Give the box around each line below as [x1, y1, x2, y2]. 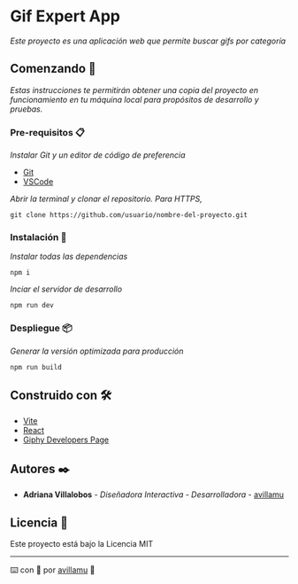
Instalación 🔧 [10, 230, 67, 243]
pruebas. [10, 104, 43, 114]
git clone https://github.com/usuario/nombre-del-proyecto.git [10, 211, 248, 220]
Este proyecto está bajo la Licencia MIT [10, 539, 154, 549]
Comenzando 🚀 [10, 61, 96, 76]
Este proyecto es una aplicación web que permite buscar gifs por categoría [10, 35, 287, 46]
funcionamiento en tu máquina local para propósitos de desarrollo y [10, 94, 259, 105]
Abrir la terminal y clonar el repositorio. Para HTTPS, [10, 193, 202, 205]
